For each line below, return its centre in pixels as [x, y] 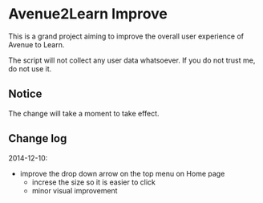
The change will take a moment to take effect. [84, 113]
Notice [25, 94]
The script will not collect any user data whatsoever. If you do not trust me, [132, 60]
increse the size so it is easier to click [94, 182]
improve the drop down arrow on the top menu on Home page [122, 173]
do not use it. [30, 68]
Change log [38, 138]
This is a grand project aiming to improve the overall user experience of [126, 36]
